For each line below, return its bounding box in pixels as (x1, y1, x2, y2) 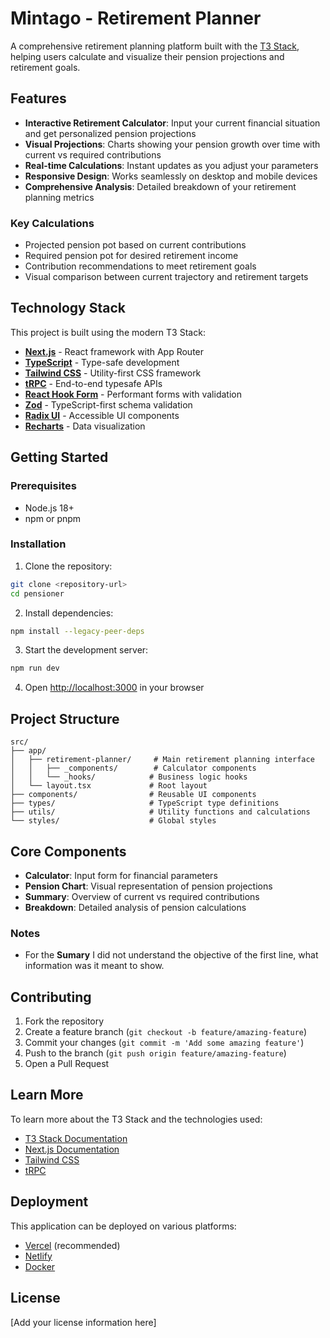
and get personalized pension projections (24, 127, 197, 139)
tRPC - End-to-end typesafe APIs (24, 377, 163, 389)
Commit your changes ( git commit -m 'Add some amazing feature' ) (24, 1037, 305, 1049)
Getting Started (10, 449, 109, 466)
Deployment (10, 1193, 89, 1211)
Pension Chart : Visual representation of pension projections (24, 880, 273, 892)
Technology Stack (10, 300, 126, 317)
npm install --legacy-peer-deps (10, 626, 145, 636)
